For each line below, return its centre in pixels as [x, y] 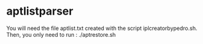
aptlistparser [40, 11]
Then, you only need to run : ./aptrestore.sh [61, 34]
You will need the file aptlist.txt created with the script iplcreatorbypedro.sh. [102, 28]
